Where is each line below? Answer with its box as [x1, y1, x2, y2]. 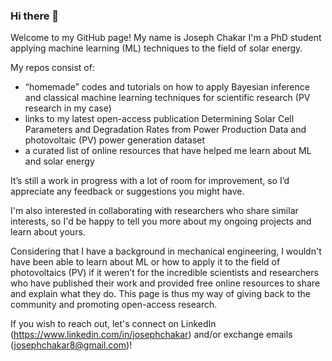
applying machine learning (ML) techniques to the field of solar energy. [10, 42, 303, 54]
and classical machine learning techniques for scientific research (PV [24, 92, 311, 104]
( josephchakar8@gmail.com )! [10, 339, 133, 351]
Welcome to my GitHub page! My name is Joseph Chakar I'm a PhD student [10, 32, 322, 44]
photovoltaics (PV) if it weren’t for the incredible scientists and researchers [10, 267, 319, 279]
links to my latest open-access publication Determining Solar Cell [24, 113, 295, 125]
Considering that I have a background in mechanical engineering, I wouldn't [10, 245, 322, 258]
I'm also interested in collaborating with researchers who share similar [10, 205, 299, 217]
